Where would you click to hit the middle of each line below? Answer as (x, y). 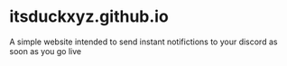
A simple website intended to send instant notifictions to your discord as (143, 42)
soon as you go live (46, 51)
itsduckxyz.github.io (89, 17)
